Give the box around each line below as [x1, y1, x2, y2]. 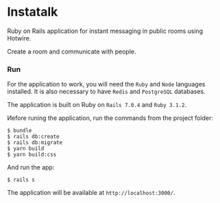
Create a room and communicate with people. [7, 47, 136, 56]
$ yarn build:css [7, 152, 57, 158]
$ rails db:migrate [7, 139, 63, 146]
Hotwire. [7, 34, 32, 42]
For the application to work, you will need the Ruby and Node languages [7, 80, 206, 88]
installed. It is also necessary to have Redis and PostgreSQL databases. [7, 87, 206, 96]
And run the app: [7, 163, 55, 171]
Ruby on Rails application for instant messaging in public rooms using [7, 27, 204, 35]
